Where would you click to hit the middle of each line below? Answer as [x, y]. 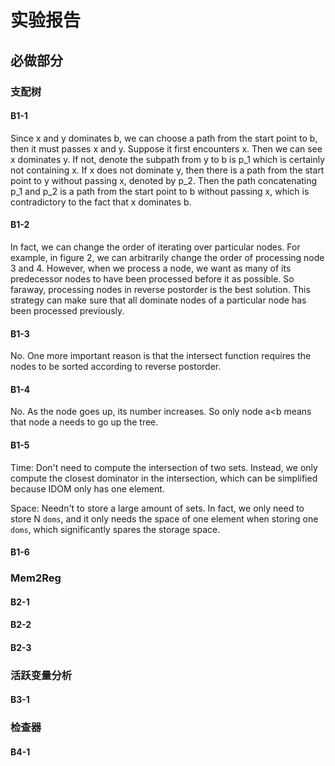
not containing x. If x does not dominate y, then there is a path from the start [167, 170]
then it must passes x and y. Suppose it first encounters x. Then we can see [166, 148]
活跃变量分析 [41, 675]
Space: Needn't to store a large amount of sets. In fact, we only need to [157, 508]
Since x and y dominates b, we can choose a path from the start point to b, [164, 138]
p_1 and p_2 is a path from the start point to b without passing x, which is [160, 191]
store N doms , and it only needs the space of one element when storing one [164, 518]
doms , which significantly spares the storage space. [115, 529]
